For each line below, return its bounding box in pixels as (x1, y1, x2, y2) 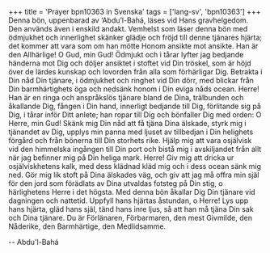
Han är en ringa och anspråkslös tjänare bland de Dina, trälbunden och (8, 93, 244, 102)
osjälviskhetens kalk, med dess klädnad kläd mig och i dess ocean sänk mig (8, 162, 261, 171)
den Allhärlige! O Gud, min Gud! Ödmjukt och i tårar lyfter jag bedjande (8, 50, 244, 59)
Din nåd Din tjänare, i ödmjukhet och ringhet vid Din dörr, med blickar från (8, 76, 255, 85)
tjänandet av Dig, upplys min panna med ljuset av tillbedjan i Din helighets (8, 127, 254, 137)
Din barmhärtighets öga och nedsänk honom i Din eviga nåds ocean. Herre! (8, 84, 260, 94)
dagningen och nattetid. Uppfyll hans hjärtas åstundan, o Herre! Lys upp (8, 196, 249, 205)
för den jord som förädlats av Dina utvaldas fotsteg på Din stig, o (8, 179, 224, 188)
